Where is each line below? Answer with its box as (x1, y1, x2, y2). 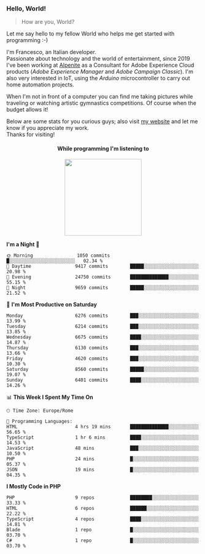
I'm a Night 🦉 (6, 240, 40, 248)
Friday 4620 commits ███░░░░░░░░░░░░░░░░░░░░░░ (6, 355, 199, 362)
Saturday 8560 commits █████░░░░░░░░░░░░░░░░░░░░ (6, 366, 199, 372)
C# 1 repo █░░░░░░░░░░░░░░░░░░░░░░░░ (6, 537, 199, 544)
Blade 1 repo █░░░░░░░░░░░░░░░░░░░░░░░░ (6, 526, 199, 533)
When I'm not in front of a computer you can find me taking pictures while (6, 93, 193, 101)
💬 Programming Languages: (6, 418, 72, 424)
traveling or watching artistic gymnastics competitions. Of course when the (6, 99, 196, 107)
